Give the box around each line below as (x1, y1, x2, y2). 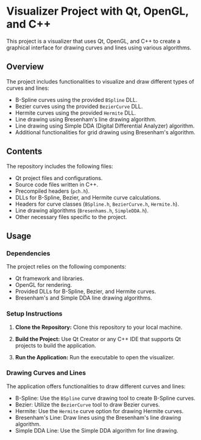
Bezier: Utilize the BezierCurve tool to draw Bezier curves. (15, 401, 160, 408)
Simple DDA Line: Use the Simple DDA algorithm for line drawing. (15, 427, 178, 434)
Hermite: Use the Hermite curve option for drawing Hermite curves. (15, 407, 184, 414)
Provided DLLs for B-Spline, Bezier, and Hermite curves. (15, 288, 157, 295)
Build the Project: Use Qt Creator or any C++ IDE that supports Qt (15, 335, 182, 342)
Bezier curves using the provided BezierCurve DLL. (15, 103, 143, 110)
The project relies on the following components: (6, 263, 127, 270)
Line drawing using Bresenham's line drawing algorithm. (15, 115, 157, 123)
